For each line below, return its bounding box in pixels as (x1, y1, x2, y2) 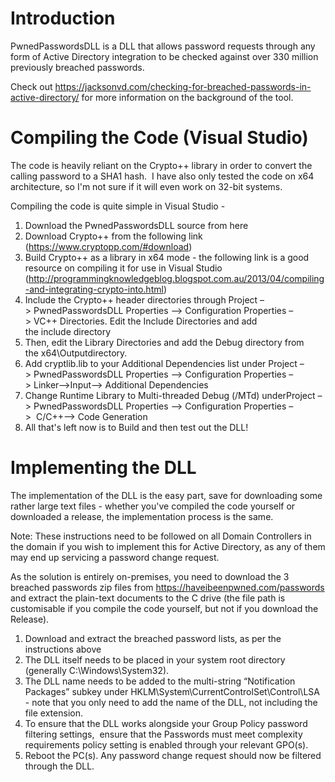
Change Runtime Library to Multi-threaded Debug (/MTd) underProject (24, 389, 316, 401)
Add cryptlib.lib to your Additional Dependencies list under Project (24, 357, 298, 369)
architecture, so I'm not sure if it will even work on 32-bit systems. (10, 180, 283, 192)
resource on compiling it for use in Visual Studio (24, 262, 223, 274)
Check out (10, 80, 53, 92)
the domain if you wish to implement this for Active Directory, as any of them (10, 540, 326, 552)
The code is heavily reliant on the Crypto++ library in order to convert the (10, 159, 313, 171)
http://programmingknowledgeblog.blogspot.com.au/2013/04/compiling (28, 272, 325, 284)
